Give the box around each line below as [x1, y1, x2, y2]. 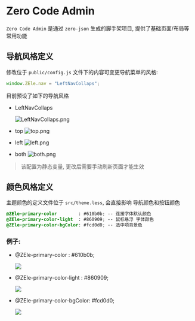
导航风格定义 [6, 52, 54, 62]
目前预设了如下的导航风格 [6, 92, 69, 99]
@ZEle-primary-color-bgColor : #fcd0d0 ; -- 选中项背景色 [6, 222, 143, 228]
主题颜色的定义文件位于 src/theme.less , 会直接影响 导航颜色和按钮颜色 [6, 199, 181, 206]
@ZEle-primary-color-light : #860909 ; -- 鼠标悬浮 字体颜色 [6, 217, 154, 223]
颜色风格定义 [6, 182, 54, 192]
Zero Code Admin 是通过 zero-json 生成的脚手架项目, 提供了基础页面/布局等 [6, 25, 190, 32]
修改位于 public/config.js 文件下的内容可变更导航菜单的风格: [6, 68, 158, 75]
